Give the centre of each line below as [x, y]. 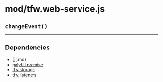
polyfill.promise [27, 65]
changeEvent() [26, 26]
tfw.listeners [24, 75]
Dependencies [27, 48]
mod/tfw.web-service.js [55, 9]
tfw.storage [23, 69]
